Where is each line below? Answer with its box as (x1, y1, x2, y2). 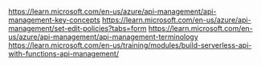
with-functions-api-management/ (8, 49, 119, 58)
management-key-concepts (8, 15, 100, 25)
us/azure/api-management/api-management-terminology (8, 32, 198, 41)
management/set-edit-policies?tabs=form (8, 24, 147, 33)
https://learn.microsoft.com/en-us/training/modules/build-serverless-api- (8, 41, 252, 50)
